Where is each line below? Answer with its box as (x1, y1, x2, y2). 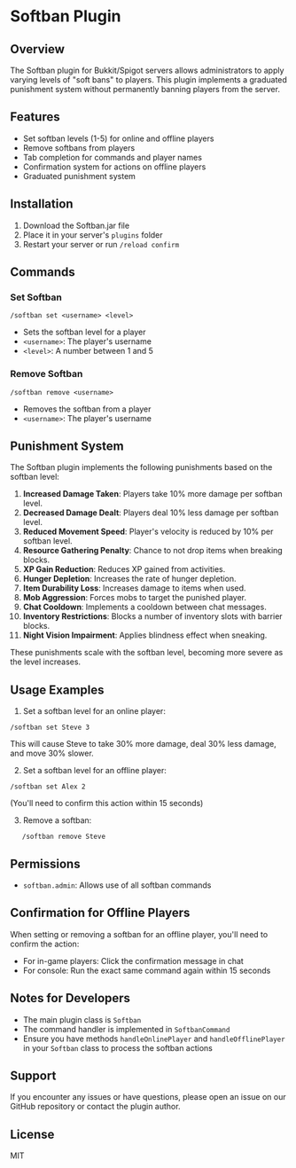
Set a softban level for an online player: (22, 706, 167, 717)
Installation (10, 197, 74, 212)
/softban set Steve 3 (10, 723, 90, 733)
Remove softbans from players (22, 142, 136, 153)
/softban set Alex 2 (10, 782, 87, 791)
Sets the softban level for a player (22, 326, 146, 338)
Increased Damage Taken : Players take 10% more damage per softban (22, 489, 283, 499)
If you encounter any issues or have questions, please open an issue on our (10, 1092, 286, 1102)
